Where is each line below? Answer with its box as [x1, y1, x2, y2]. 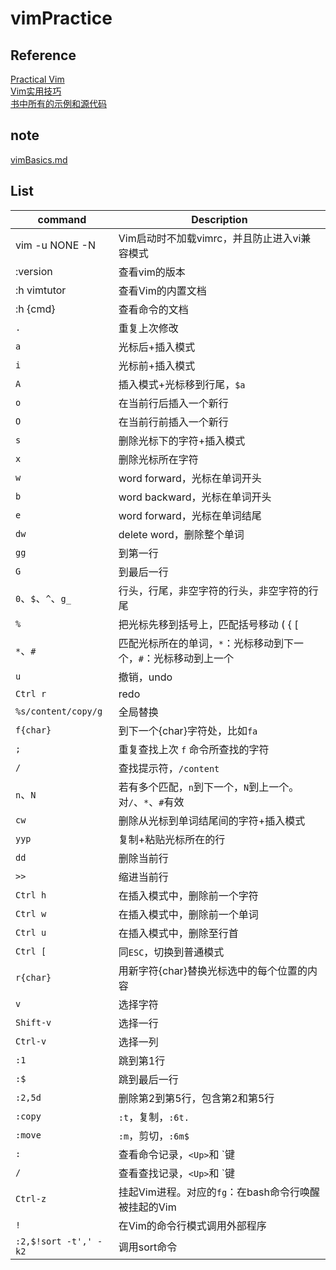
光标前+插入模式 [118, 358, 196, 372]
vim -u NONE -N [15, 238, 96, 252]
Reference [10, 47, 77, 64]
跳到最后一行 [118, 1072, 179, 1086]
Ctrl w [15, 908, 47, 919]
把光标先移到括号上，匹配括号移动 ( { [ [118, 617, 299, 631]
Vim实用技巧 [10, 85, 62, 97]
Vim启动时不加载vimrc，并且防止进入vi [118, 231, 302, 245]
